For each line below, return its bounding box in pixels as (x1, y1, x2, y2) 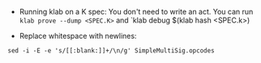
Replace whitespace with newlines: (19, 31, 137, 40)
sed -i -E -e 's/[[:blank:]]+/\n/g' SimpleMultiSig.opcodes (7, 47, 216, 55)
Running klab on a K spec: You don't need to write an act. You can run (19, 7, 254, 16)
